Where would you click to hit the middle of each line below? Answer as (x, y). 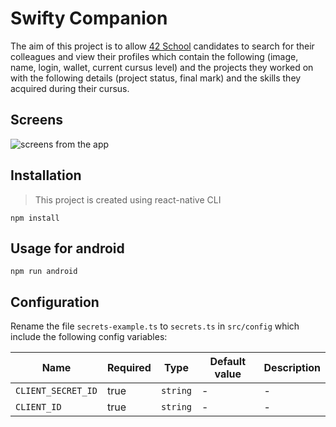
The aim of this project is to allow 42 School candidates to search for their (162, 46)
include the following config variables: (89, 337)
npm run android (44, 272)
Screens (36, 120)
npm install (35, 218)
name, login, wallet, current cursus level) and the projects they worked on (162, 67)
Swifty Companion (89, 18)
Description (292, 368)
